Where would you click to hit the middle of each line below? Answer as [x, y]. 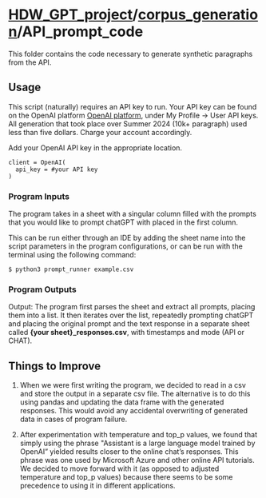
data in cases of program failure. [73, 419]
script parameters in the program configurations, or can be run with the [126, 246]
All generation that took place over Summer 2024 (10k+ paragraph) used [128, 124]
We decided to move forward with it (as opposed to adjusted [119, 468]
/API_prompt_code [80, 32]
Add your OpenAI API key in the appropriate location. [95, 147]
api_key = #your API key [57, 169]
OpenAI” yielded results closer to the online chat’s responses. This [129, 452]
